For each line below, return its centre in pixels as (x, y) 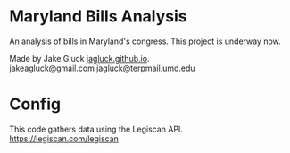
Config (35, 104)
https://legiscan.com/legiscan (64, 138)
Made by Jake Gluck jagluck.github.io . (79, 58)
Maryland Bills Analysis (98, 17)
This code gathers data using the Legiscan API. (96, 129)
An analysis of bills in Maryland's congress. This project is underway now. (145, 41)
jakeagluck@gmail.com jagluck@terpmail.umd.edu (102, 68)
